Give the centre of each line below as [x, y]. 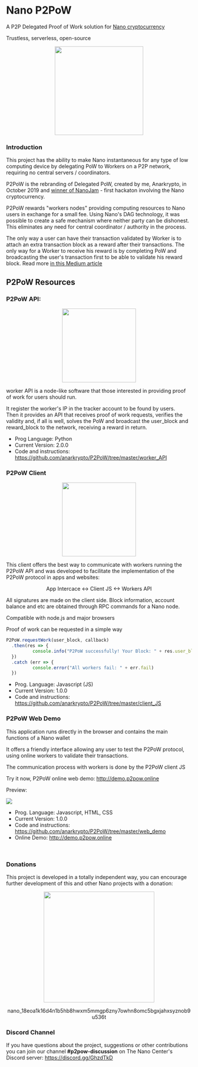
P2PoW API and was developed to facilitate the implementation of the [90, 571]
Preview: [17, 790]
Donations [21, 864]
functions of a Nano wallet [38, 738]
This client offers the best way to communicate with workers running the [94, 565]
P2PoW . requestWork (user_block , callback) [58, 640]
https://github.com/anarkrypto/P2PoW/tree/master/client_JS [88, 703]
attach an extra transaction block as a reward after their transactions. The [95, 245]
